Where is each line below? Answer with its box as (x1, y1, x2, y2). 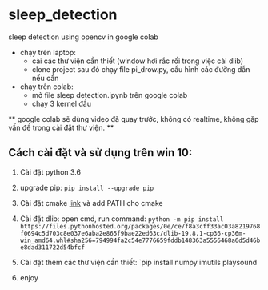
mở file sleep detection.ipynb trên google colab (31, 90, 188, 99)
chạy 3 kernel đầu (31, 99, 92, 108)
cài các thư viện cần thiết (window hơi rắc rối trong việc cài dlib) (31, 56, 244, 66)
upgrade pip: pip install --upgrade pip (19, 183, 154, 192)
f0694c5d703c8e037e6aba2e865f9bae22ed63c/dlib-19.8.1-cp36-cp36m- (19, 229, 246, 237)
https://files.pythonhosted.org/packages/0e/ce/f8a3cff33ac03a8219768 (19, 222, 261, 230)
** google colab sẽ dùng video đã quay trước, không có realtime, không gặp (8, 114, 259, 123)
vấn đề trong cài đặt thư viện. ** (8, 123, 114, 132)
